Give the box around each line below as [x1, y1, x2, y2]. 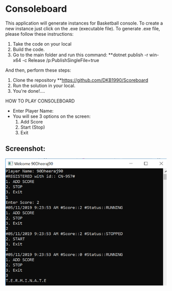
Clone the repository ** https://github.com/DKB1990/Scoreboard [12, 77, 148, 83]
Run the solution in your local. [12, 82, 76, 89]
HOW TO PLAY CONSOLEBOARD [5, 98, 75, 104]
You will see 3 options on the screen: [12, 113, 91, 119]
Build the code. [12, 46, 45, 52]
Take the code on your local [12, 40, 72, 47]
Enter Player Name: [12, 108, 54, 114]
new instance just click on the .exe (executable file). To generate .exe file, [5, 25, 160, 31]
